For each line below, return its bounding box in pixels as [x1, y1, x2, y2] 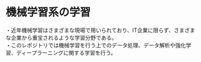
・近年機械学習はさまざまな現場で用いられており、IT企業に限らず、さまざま [5, 26, 196, 34]
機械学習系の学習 [5, 5, 91, 19]
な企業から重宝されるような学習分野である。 [5, 34, 117, 41]
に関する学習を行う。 [63, 49, 116, 56]
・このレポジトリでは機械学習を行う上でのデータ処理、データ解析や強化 [5, 42, 186, 49]
